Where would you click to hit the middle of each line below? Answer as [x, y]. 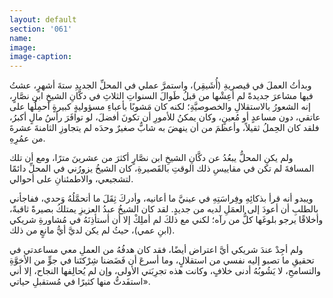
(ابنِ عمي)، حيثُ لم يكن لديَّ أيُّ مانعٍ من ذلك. [92, 230]
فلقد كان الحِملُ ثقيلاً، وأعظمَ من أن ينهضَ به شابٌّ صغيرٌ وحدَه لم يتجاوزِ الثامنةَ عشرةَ [164, 128]
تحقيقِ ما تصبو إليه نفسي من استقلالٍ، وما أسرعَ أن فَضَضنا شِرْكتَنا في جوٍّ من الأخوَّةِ [162, 260]
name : [20, 38]
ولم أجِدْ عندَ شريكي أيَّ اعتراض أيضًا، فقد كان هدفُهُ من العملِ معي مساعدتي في [156, 250]
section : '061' [41, 29]
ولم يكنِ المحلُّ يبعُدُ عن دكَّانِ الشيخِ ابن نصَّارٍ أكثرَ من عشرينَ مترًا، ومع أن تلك [151, 158]
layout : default [43, 19]
